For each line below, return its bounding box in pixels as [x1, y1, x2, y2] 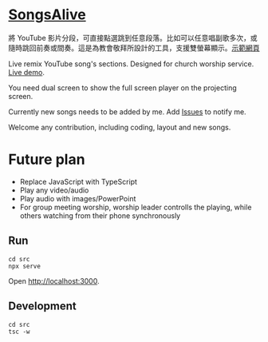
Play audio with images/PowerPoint [19, 193, 136, 203]
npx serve [8, 262, 41, 270]
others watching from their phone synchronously [19, 210, 181, 221]
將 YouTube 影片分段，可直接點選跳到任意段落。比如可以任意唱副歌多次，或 [8, 33, 258, 42]
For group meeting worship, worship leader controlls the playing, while [19, 202, 252, 212]
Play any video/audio [19, 185, 89, 195]
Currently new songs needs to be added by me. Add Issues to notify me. [8, 106, 246, 117]
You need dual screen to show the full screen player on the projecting [8, 82, 237, 93]
